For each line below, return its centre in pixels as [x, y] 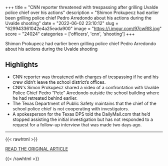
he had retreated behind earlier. [45, 98]
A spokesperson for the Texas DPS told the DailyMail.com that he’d [81, 114]
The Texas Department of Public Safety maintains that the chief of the [84, 103]
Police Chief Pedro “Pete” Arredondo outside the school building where [86, 93]
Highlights [22, 65]
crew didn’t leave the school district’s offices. [59, 82]
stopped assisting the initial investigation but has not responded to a [83, 119]
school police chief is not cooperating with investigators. [70, 109]
